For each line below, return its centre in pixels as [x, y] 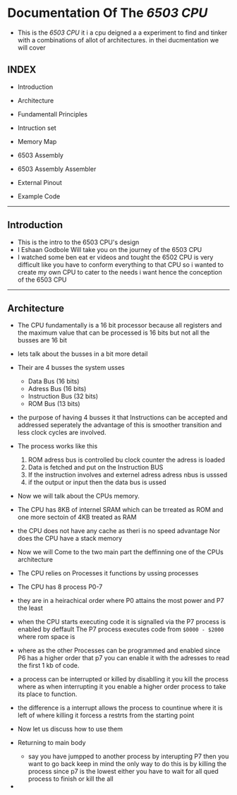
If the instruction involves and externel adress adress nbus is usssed [128, 475]
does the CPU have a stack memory [70, 539]
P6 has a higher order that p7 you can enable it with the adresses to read [123, 658]
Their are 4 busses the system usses [71, 368]
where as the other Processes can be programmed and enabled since [119, 650]
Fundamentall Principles [53, 114]
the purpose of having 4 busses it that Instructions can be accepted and [122, 417]
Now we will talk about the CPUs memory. [78, 496]
